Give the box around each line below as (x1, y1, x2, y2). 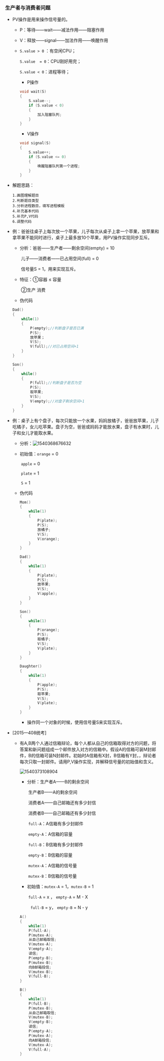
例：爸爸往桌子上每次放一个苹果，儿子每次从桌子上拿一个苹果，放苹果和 (12, 228, 159, 235)
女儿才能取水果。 (21, 430, 56, 436)
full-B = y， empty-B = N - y (30, 905, 88, 911)
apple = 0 (21, 460, 40, 466)
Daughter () (19, 664, 42, 669)
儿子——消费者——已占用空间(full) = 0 (21, 255, 99, 262)
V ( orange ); (37, 536, 60, 541)
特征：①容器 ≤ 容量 (19, 277, 62, 283)
